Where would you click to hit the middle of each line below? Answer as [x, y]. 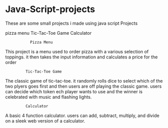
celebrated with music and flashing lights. [48, 97]
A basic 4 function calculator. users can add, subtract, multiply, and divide [82, 115]
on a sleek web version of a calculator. [45, 121]
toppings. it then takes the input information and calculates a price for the [81, 57]
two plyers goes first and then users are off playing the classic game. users [83, 86]
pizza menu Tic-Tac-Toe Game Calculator [48, 33]
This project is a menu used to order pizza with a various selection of [77, 51]
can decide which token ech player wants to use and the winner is [74, 91]
